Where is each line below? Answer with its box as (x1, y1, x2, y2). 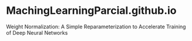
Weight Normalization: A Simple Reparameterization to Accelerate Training (6, 23, 186, 30)
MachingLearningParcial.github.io (6, 4, 177, 17)
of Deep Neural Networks (6, 29, 68, 36)
